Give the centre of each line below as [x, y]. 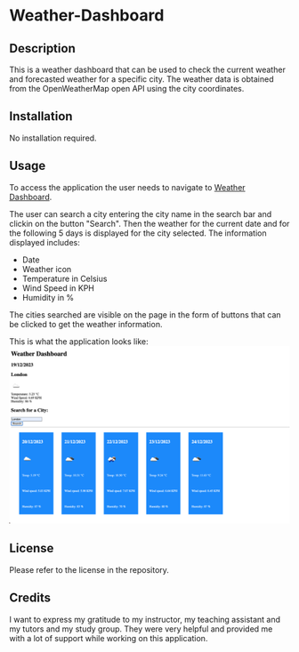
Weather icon [47, 269]
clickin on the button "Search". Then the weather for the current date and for [149, 223]
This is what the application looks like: [79, 341]
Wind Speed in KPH [58, 288]
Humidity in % [48, 297]
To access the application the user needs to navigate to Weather [128, 187]
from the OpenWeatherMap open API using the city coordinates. [127, 89]
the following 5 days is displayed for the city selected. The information [138, 233]
